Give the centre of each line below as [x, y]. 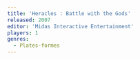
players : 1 [23, 33]
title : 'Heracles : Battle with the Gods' [69, 13]
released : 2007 [29, 20]
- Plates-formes [37, 46]
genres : [18, 39]
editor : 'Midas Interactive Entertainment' [71, 26]
